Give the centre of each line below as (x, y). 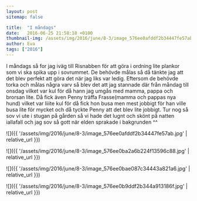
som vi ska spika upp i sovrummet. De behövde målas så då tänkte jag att (95, 72)
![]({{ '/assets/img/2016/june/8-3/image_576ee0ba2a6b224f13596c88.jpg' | (98, 151)
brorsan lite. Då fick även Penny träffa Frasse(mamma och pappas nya (91, 97)
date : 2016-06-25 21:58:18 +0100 (50, 33)
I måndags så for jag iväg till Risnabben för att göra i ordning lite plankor (93, 66)
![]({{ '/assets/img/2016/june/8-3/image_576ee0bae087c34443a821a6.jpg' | (98, 168)
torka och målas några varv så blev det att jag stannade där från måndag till (97, 84)
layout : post (22, 11)
